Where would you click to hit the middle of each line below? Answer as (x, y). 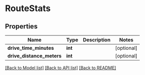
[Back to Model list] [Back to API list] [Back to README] (61, 68)
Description (97, 40)
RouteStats (28, 8)
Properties (21, 26)
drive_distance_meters (34, 56)
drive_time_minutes (31, 48)
